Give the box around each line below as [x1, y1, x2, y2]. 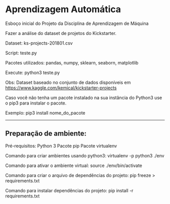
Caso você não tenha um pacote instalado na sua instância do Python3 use [5, 94, 162, 100]
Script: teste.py [5, 50, 37, 56]
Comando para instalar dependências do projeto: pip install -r [5, 187, 134, 193]
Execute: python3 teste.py [5, 70, 60, 76]
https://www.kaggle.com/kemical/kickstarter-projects [5, 85, 117, 91]
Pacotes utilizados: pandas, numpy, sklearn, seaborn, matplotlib [5, 59, 139, 65]
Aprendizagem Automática [5, 4, 121, 15]
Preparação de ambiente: [5, 129, 87, 138]
